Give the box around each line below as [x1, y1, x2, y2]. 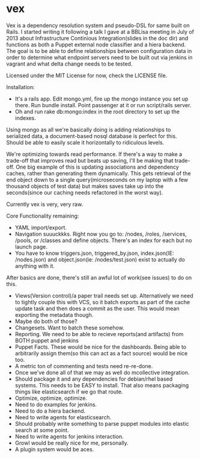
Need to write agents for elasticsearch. [14, 413, 112, 420]
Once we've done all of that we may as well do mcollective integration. [14, 369, 190, 376]
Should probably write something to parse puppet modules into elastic [14, 420, 189, 427]
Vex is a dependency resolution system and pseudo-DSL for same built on [6, 22, 190, 29]
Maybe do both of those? [14, 317, 77, 325]
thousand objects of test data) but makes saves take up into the [6, 183, 164, 190]
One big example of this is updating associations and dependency [16, 163, 179, 170]
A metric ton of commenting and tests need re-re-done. [14, 362, 153, 369]
